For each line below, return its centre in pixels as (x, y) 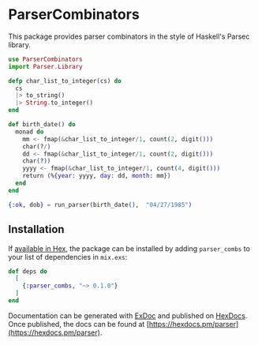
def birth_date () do (42, 125)
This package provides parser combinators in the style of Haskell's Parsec (129, 36)
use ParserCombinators (45, 59)
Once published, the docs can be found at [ (79, 324)
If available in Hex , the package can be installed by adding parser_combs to (129, 248)
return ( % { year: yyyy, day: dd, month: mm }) (97, 176)
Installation (36, 229)
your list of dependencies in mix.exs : (68, 257)
